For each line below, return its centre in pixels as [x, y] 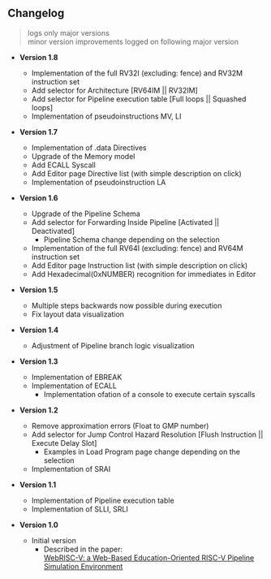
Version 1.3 [39, 361]
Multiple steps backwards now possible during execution [127, 305]
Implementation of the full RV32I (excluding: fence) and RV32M [137, 73]
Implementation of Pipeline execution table [103, 500]
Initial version [54, 540]
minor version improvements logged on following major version [133, 41]
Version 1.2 [39, 410]
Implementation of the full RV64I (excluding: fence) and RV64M [138, 248]
